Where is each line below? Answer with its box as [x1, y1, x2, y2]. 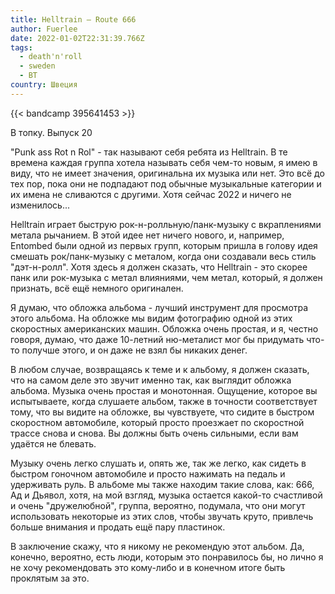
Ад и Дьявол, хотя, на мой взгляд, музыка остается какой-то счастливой [10, 489, 323, 501]
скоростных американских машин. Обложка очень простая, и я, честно [10, 322, 319, 335]
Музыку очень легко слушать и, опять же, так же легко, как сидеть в [10, 457, 307, 469]
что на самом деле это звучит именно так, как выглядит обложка [10, 374, 292, 386]
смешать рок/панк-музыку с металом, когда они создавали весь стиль [10, 250, 317, 262]
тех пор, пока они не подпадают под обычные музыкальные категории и [10, 177, 322, 190]
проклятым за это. [10, 572, 90, 584]
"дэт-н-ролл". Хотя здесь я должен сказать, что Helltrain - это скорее [10, 261, 308, 273]
